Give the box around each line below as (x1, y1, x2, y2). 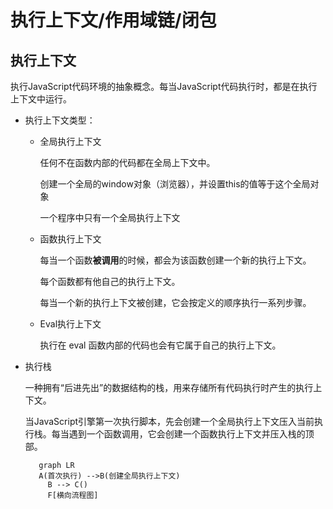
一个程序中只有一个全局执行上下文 (39, 212, 181, 223)
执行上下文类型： (24, 114, 96, 126)
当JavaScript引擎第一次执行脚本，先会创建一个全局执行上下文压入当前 (24, 416, 315, 427)
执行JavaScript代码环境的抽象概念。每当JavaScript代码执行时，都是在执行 (10, 81, 318, 92)
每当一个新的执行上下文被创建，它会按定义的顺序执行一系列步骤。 (39, 297, 312, 308)
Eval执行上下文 (39, 318, 102, 330)
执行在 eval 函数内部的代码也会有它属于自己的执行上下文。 (39, 339, 282, 351)
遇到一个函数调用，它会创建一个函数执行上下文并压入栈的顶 (68, 428, 315, 440)
